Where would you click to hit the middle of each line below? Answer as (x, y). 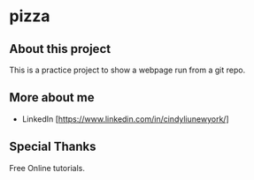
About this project (60, 49)
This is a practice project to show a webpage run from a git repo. (127, 70)
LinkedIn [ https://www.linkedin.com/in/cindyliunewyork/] (125, 119)
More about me (52, 97)
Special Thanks (53, 147)
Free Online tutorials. (47, 168)
